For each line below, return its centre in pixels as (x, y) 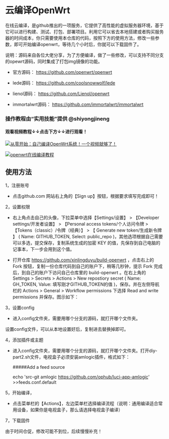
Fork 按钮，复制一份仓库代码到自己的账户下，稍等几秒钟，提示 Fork (82, 266)
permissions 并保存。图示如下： (46, 297)
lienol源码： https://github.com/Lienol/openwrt (61, 94)
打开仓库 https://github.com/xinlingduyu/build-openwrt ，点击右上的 (83, 260)
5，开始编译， (20, 392)
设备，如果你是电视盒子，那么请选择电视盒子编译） (70, 410)
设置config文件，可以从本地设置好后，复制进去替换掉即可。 (67, 329)
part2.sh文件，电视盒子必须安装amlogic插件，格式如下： (71, 357)
